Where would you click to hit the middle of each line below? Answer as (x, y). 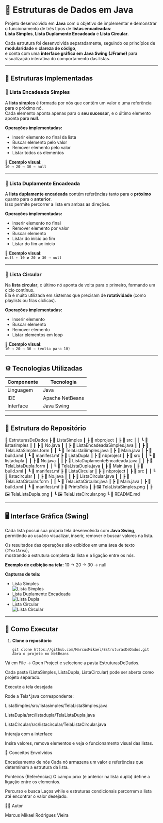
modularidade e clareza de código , (41, 48)
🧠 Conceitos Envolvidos (29, 753)
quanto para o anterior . (28, 199)
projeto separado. (23, 677)
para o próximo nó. (24, 108)
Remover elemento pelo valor (41, 147)
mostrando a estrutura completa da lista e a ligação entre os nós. (70, 555)
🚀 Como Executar (32, 629)
